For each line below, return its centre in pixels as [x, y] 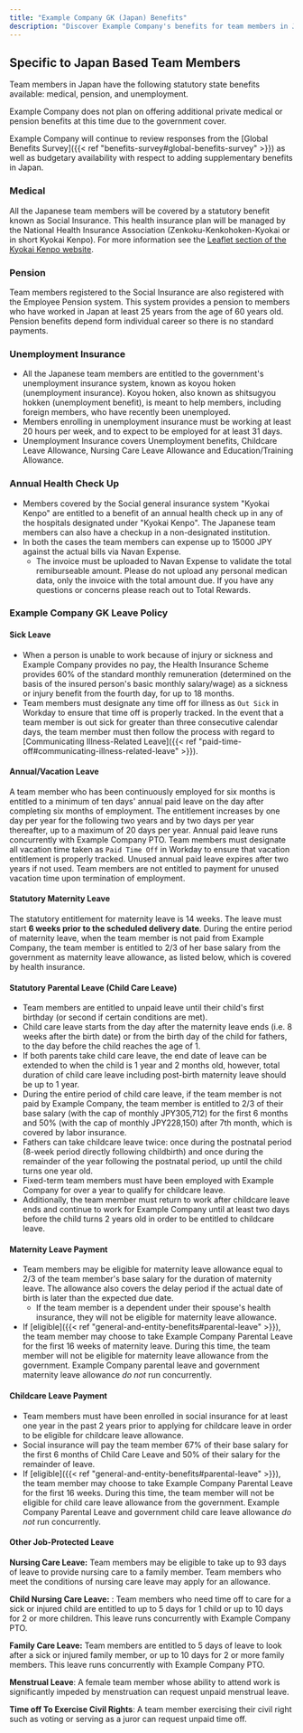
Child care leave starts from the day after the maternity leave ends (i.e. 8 [157, 1027]
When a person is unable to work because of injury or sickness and [147, 655]
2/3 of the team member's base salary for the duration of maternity [147, 1279]
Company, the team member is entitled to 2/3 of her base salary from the [145, 948]
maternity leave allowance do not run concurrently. [117, 1375]
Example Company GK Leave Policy [89, 613]
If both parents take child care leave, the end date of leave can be [145, 1056]
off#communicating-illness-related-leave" [101, 750]
